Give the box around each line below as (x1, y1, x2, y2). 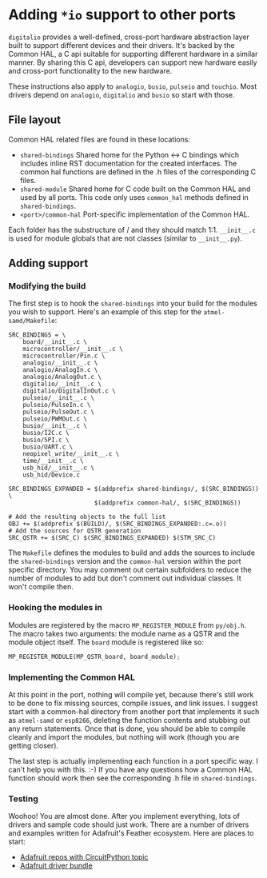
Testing (8, 793, 38, 804)
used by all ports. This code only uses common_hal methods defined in (19, 192, 249, 202)
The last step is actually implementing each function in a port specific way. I (8, 756, 258, 765)
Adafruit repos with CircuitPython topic (19, 852, 149, 862)
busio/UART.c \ (22, 443, 74, 451)
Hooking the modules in (8, 602, 102, 613)
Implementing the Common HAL (8, 672, 136, 683)
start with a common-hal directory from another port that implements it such (8, 706, 260, 716)
